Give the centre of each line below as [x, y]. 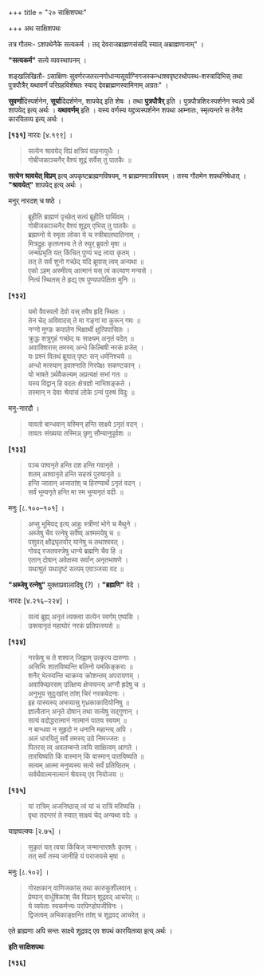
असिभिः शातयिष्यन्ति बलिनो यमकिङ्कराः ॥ [80, 667]
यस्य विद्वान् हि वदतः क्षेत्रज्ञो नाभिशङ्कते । [79, 383]
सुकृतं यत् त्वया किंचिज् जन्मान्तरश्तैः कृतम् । [82, 847]
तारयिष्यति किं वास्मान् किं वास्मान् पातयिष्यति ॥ [86, 756]
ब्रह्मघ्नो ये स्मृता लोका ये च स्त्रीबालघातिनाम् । [84, 235]
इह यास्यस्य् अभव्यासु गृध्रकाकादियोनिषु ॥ [79, 703]
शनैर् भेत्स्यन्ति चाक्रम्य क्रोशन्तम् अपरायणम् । [84, 675]
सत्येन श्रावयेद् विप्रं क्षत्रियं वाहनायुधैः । [74, 151]
